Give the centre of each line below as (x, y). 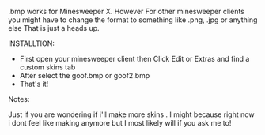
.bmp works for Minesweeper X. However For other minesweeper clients (127, 11)
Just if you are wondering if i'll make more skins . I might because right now (131, 114)
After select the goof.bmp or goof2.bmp (85, 75)
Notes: (19, 99)
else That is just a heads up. (54, 28)
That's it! (34, 84)
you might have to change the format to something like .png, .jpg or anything (133, 20)
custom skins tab (47, 67)
